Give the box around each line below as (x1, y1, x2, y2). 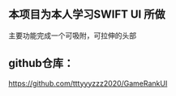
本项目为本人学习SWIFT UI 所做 (8, 7, 165, 22)
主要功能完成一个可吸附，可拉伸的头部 (8, 31, 136, 40)
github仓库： (8, 56, 75, 70)
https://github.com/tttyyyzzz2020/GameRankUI (8, 78, 168, 88)
